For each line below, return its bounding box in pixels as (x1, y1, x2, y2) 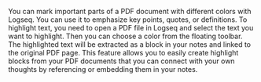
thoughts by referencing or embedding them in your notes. (8, 65, 198, 73)
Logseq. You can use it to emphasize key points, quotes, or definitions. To (8, 15, 248, 24)
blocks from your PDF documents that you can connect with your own (8, 56, 235, 66)
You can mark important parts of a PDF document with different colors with (8, 7, 252, 16)
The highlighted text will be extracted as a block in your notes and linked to (8, 40, 252, 49)
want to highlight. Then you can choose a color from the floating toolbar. (8, 31, 243, 41)
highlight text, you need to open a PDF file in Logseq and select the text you (8, 23, 254, 32)
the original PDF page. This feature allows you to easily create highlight (8, 48, 239, 57)
